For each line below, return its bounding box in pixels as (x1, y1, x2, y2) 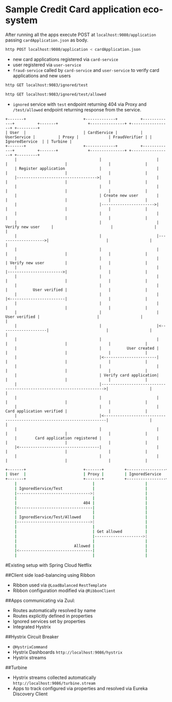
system (5, 14, 38, 26)
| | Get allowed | (14, 529, 147, 534)
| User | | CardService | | (5, 130, 143, 135)
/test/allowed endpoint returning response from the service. (12, 106, 142, 112)
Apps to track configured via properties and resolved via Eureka (12, 686, 148, 692)
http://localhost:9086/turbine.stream (12, 681, 96, 686)
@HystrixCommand (12, 644, 48, 650)
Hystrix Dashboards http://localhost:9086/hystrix (12, 649, 123, 655)
